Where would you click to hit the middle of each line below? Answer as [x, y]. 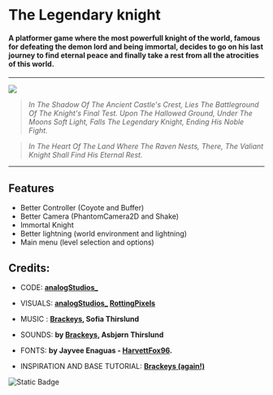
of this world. [31, 63]
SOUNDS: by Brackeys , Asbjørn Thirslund [92, 335]
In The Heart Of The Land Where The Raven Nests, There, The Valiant [146, 146]
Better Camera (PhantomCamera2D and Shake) [100, 216]
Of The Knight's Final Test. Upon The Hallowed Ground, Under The [141, 113]
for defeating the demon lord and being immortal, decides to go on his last [136, 46]
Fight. [38, 131]
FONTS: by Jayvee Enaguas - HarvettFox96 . [96, 350]
